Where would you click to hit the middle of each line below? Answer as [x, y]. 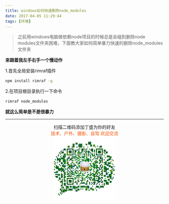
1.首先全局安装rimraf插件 [31, 71]
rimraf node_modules [27, 101]
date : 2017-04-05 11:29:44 [33, 16]
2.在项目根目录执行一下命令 [34, 91]
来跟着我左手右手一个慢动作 [34, 60]
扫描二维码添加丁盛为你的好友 [84, 127]
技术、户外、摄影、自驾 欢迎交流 [84, 133]
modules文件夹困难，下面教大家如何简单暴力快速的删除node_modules [90, 43]
